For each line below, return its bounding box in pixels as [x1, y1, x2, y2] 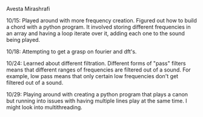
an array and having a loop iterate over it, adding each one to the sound [6, 30, 185, 37]
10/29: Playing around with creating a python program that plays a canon [6, 91, 188, 98]
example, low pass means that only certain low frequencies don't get [6, 73, 179, 79]
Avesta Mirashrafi [6, 5, 50, 12]
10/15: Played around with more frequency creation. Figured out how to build [6, 17, 197, 24]
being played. [6, 36, 41, 43]
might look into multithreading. [6, 104, 83, 111]
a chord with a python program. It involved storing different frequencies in [6, 24, 191, 30]
